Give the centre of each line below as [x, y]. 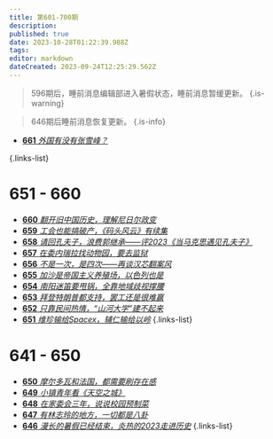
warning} [47, 103]
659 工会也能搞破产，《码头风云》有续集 [95, 231]
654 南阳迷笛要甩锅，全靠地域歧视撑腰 [93, 286]
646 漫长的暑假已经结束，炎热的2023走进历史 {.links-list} [127, 426]
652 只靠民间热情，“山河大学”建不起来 [93, 308]
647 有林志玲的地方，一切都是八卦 [85, 414]
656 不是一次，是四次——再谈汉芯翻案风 [97, 263]
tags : [19, 51]
